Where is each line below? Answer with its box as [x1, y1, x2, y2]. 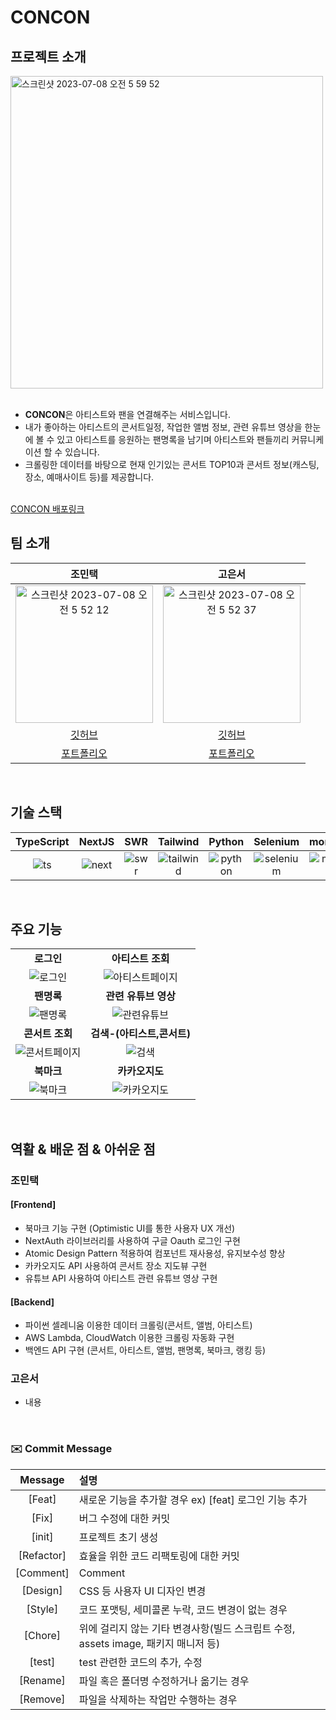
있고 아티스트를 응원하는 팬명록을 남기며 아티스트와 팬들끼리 [56, 434, 290, 445]
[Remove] [19, 1692, 66, 1706]
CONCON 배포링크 [10, 503, 85, 515]
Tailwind [157, 834, 200, 848]
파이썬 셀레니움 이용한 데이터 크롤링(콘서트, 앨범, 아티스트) [24, 1319, 253, 1331]
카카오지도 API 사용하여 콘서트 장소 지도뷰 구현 [24, 1259, 208, 1271]
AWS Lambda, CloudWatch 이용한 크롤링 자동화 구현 [24, 1332, 235, 1344]
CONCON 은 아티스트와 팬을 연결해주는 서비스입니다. [24, 409, 231, 420]
